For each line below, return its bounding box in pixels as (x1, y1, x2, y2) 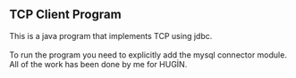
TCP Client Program (9, 7, 123, 22)
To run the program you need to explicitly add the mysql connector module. (9, 49, 288, 60)
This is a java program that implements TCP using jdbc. (9, 30, 213, 41)
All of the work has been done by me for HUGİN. (9, 58, 188, 69)
